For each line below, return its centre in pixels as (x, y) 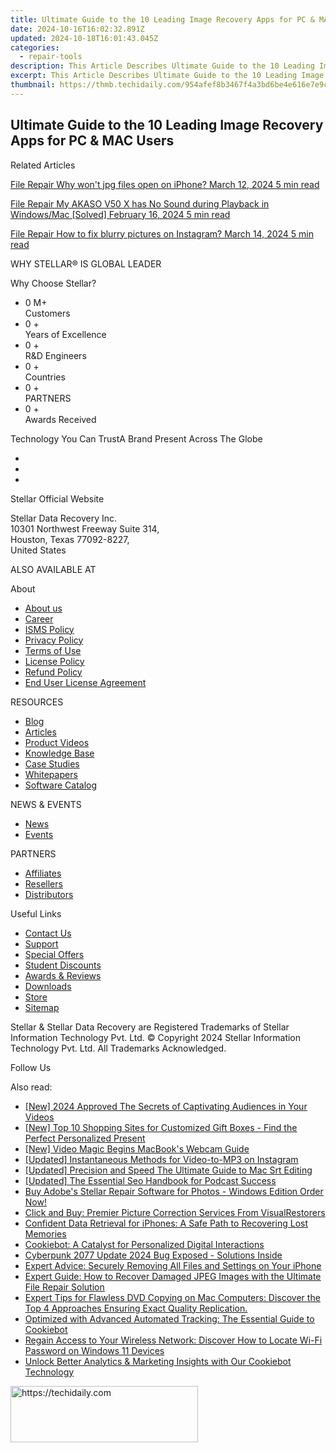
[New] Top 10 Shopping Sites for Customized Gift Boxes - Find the (161, 1127)
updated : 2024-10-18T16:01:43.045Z (84, 38)
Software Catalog (61, 785)
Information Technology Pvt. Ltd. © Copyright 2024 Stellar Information (156, 1037)
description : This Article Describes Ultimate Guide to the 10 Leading (162, 66)
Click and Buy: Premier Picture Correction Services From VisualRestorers (175, 1212)
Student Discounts (63, 965)
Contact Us (48, 933)
